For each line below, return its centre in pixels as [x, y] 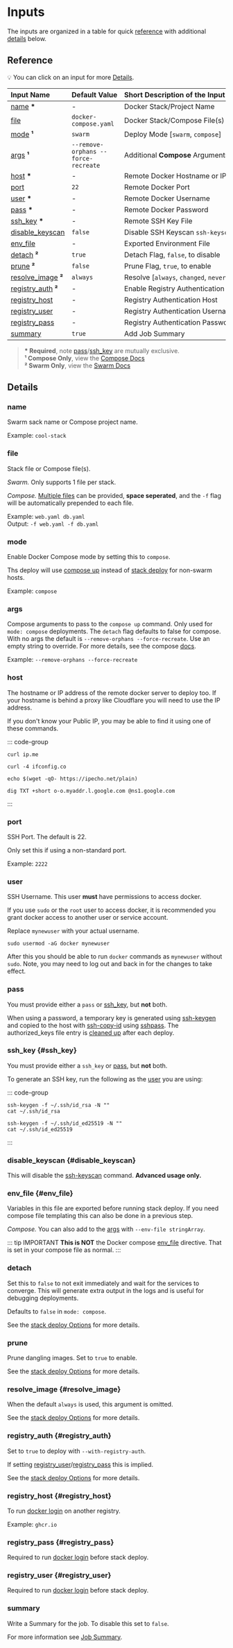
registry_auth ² [34, 289]
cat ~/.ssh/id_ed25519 [40, 1129]
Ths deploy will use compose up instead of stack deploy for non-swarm [110, 570]
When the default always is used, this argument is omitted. [90, 1405]
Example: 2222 [27, 864]
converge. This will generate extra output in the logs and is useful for [106, 1290]
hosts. [16, 578]
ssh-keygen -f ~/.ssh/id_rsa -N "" [59, 1105]
